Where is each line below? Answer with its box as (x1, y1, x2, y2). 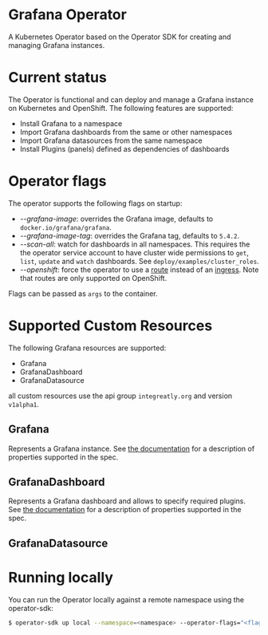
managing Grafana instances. (8, 40, 105, 49)
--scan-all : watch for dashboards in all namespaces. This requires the (19, 239, 250, 249)
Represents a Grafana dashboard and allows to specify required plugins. (8, 496, 246, 506)
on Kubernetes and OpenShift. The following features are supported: (8, 103, 234, 112)
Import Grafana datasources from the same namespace (19, 136, 203, 145)
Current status (8, 69, 108, 87)
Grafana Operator (8, 6, 128, 24)
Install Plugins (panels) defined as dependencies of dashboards (19, 144, 230, 153)
